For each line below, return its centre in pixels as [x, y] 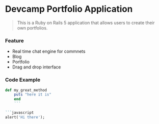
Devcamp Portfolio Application [69, 9]
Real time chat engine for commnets [49, 51]
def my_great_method [26, 90]
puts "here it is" [33, 94]
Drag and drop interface [37, 67]
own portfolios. [32, 28]
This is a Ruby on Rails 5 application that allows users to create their [86, 23]
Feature [14, 40]
